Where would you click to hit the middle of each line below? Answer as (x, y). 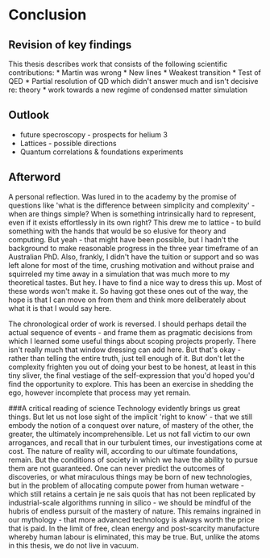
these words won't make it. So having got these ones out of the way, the (128, 291)
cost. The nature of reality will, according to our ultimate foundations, (123, 451)
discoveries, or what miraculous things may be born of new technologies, (130, 476)
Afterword (35, 177)
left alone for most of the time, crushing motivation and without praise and (131, 265)
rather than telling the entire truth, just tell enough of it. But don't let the (127, 358)
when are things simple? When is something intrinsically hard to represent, (132, 214)
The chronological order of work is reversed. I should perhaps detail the (128, 324)
